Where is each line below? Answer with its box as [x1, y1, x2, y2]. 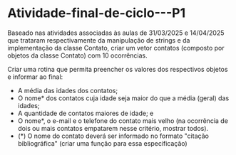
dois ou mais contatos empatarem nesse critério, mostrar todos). [17, 124, 209, 132]
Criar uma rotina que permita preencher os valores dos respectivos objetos [7, 65, 228, 73]
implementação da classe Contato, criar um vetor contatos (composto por [7, 43, 225, 52]
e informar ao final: [7, 73, 63, 81]
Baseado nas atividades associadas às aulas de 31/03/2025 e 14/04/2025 [7, 28, 225, 37]
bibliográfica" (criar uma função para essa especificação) [17, 139, 188, 147]
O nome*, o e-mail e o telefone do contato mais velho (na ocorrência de [17, 116, 228, 125]
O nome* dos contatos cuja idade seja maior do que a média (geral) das [17, 94, 230, 102]
